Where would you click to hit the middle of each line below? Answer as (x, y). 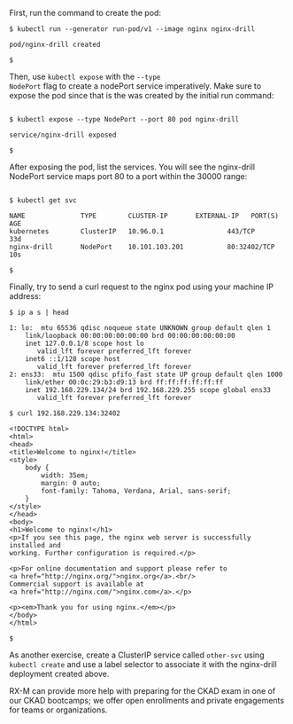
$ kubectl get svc (43, 201)
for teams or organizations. (58, 710)
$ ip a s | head (39, 312)
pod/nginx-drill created (55, 44)
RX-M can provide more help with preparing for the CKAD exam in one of (143, 691)
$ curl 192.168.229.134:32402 (65, 413)
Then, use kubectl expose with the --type (85, 76)
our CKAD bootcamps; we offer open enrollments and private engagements (147, 700)
